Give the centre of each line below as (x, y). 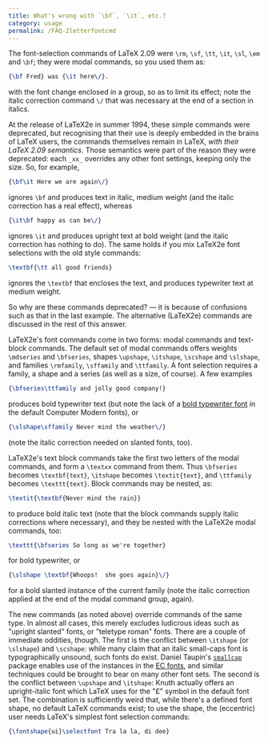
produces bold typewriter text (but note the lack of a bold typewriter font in (132, 404)
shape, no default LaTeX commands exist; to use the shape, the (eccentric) (132, 708)
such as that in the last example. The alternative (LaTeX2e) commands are (130, 315)
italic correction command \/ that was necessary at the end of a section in (131, 100)
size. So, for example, (44, 167)
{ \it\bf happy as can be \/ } (55, 221)
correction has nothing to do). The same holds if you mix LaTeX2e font (124, 244)
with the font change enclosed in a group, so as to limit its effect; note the (130, 92)
